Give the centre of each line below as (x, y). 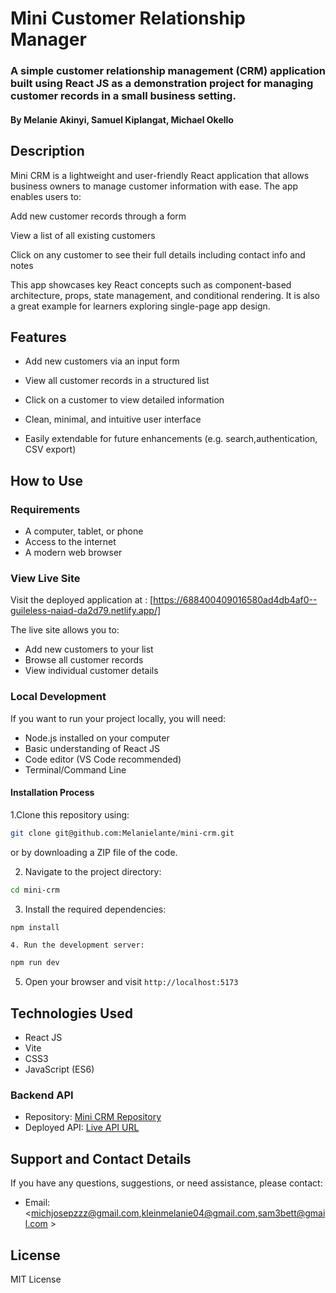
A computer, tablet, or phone (84, 531)
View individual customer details (91, 671)
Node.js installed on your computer (97, 738)
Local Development (58, 697)
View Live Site (45, 578)
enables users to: (46, 196)
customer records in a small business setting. (123, 96)
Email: (37, 1203)
